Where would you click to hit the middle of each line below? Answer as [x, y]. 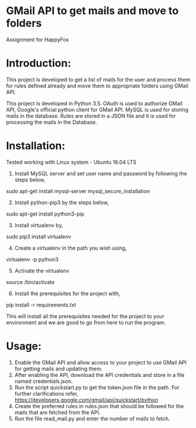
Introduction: [39, 63]
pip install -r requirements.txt [41, 305]
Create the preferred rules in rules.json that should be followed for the [99, 406]
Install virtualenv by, [39, 225]
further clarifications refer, [46, 393]
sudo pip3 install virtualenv [39, 237]
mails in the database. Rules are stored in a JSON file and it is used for [91, 116]
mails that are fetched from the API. [58, 412]
